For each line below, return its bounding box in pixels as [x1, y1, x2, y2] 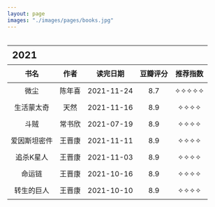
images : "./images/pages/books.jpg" [7, 17, 114, 24]
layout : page [7, 10, 45, 17]
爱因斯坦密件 [10, 136, 54, 145]
